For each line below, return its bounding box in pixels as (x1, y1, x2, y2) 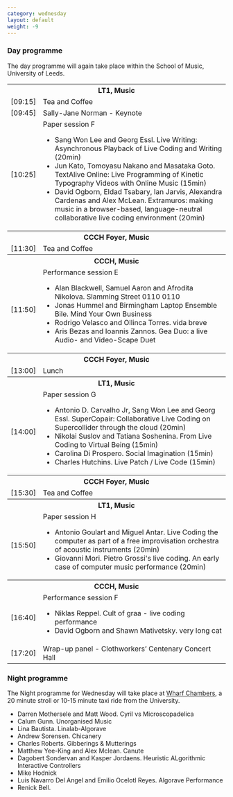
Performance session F (42, 593, 119, 602)
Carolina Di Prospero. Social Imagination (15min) (54, 448, 214, 458)
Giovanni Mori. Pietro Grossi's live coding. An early (54, 553, 220, 563)
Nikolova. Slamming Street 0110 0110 (54, 292, 180, 301)
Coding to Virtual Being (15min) (54, 439, 158, 449)
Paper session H (42, 511, 96, 521)
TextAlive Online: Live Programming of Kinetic (54, 169, 204, 179)
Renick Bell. (17, 783, 51, 791)
